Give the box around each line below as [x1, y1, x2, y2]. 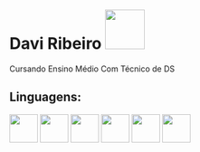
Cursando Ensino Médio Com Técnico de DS [9, 63, 176, 74]
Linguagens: [9, 90, 81, 105]
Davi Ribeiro [9, 33, 102, 54]
